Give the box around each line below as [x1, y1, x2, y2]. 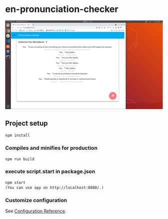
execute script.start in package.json [5, 168, 95, 175]
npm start [5, 180, 26, 185]
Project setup [5, 119, 48, 127]
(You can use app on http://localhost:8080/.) [5, 185, 104, 190]
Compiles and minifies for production [5, 144, 97, 151]
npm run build [5, 156, 35, 161]
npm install [5, 133, 30, 138]
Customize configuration [5, 196, 67, 203]
